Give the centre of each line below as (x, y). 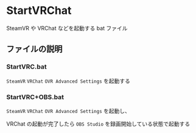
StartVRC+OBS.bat (35, 97)
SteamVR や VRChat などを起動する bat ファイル (67, 28)
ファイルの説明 (34, 49)
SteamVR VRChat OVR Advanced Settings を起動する (68, 81)
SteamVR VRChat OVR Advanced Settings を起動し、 (68, 111)
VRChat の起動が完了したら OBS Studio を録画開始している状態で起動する (98, 124)
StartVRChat (39, 11)
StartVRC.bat (26, 67)
